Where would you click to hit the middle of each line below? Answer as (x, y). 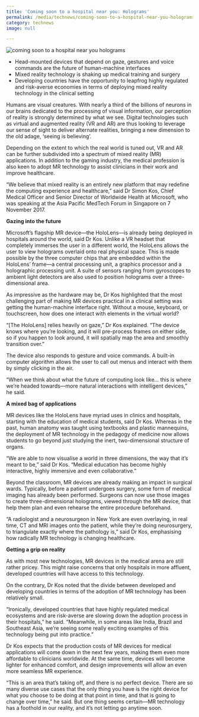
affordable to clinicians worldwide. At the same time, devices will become (96, 659)
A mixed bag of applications (41, 404)
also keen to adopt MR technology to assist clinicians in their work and (92, 167)
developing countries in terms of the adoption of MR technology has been (96, 592)
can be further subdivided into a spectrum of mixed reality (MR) (84, 154)
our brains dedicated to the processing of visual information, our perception (99, 111)
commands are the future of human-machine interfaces (83, 68)
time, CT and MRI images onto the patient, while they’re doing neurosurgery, (99, 525)
